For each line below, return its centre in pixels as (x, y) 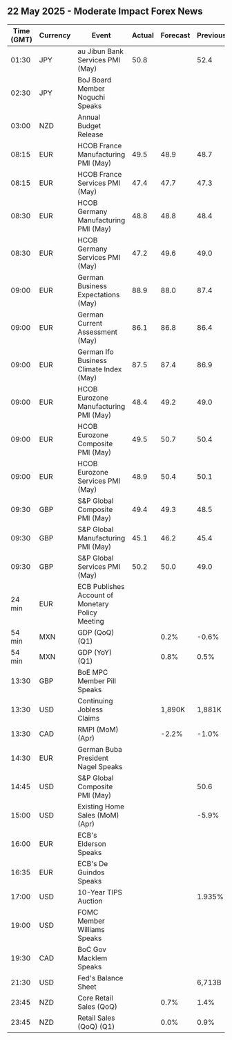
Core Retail (95, 998)
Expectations (98, 294)
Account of (95, 595)
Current (90, 323)
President (93, 758)
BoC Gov (92, 949)
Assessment (97, 332)
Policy (87, 612)
